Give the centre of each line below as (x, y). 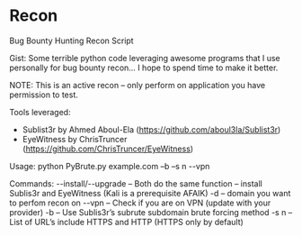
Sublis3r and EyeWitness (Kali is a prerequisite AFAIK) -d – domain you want (150, 193)
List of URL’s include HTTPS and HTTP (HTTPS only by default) (127, 222)
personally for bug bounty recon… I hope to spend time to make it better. (144, 68)
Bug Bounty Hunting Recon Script (71, 41)
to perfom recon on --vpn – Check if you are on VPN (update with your (140, 203)
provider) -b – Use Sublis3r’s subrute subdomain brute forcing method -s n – (151, 212)
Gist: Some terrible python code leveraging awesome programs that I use (145, 58)
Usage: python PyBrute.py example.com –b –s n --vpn (110, 166)
